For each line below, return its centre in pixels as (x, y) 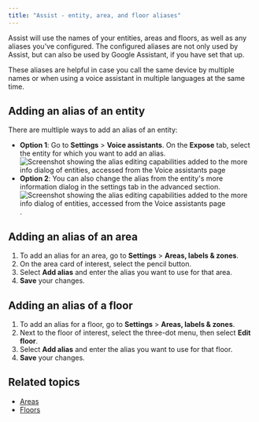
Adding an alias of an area (73, 237)
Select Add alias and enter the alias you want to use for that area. (126, 273)
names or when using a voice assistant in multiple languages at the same (127, 78)
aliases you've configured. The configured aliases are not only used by (123, 46)
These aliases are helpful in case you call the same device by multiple (121, 70)
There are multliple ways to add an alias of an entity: (93, 130)
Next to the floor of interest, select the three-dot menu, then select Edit (135, 333)
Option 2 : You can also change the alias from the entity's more (121, 178)
